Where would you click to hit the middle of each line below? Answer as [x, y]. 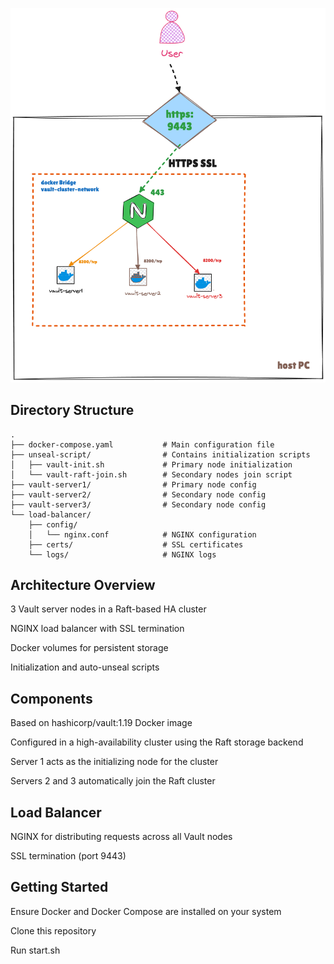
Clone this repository [53, 930]
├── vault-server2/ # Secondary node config [138, 494]
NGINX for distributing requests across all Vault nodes [121, 836]
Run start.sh [35, 950]
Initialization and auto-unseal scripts [85, 667]
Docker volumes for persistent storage [89, 648]
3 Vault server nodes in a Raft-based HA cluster [108, 609]
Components [51, 698]
